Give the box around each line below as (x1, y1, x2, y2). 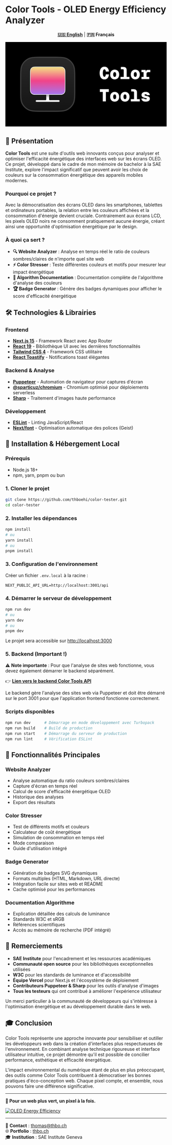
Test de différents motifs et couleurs (12, 823, 90, 830)
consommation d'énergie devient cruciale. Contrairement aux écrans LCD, (5, 213, 161, 219)
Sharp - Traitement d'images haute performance (12, 395, 116, 401)
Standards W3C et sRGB (12, 916, 65, 922)
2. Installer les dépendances (5, 515, 77, 522)
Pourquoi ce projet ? (5, 190, 56, 197)
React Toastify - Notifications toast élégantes (12, 354, 110, 361)
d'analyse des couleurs (12, 280, 62, 286)
